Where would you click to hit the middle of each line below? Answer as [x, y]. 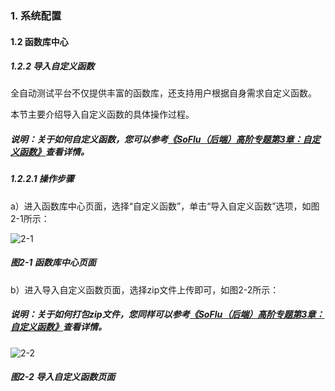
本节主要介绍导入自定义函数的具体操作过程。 [102, 114]
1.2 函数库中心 [39, 41]
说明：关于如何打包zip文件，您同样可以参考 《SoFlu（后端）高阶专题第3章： [167, 314]
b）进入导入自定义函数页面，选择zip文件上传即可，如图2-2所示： [145, 289]
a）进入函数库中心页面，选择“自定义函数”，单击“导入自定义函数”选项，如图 [165, 206]
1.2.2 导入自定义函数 [52, 66]
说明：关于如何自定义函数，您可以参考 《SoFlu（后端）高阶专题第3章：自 [161, 139]
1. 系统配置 [36, 15]
